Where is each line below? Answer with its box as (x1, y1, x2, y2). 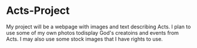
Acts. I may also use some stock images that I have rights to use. (6, 35, 163, 42)
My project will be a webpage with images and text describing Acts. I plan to (6, 23, 191, 30)
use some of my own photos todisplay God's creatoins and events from (6, 29, 179, 36)
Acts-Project (6, 4, 70, 17)
